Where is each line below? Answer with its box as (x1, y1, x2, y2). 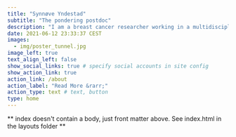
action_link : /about (7, 75, 68, 83)
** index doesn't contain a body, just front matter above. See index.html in (7, 115, 222, 123)
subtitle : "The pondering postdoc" (7, 17, 112, 24)
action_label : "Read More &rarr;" (7, 82, 109, 89)
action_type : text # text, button (7, 89, 109, 96)
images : (7, 37, 30, 44)
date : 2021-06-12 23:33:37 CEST (7, 30, 102, 37)
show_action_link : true (7, 69, 77, 76)
